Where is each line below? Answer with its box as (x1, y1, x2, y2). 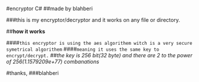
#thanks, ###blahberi (6, 70, 59, 76)
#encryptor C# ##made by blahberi (6, 5, 93, 12)
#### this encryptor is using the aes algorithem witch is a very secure (6, 40, 192, 46)
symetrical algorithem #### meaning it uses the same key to (6, 45, 159, 53)
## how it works (6, 28, 46, 35)
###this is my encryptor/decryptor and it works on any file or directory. (6, 17, 180, 23)
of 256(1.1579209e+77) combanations (6, 58, 100, 65)
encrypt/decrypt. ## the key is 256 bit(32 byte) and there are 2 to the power (6, 52, 193, 58)
